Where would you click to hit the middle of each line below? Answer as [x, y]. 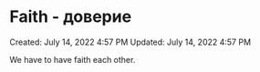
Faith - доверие [71, 17]
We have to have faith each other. [73, 59]
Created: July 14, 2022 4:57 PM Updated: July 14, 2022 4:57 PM [130, 42]
